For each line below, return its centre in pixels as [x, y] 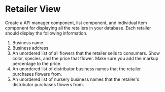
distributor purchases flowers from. [48, 84]
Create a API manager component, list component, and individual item [76, 23]
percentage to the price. [37, 63]
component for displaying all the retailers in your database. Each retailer [78, 28]
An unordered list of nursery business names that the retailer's [76, 79]
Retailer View [33, 9]
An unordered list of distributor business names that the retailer [77, 69]
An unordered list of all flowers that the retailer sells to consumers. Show [86, 53]
